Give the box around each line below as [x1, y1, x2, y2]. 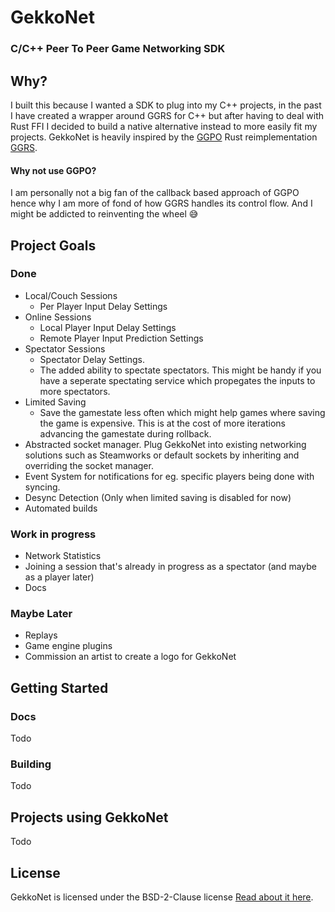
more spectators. [39, 385, 111, 397]
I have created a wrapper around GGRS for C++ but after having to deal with [10, 109, 325, 121]
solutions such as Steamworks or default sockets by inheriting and [24, 449, 300, 461]
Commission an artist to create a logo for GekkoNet [24, 651, 237, 663]
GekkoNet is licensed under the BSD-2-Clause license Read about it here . [10, 891, 314, 903]
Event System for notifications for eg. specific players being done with [24, 470, 315, 482]
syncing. [24, 481, 61, 493]
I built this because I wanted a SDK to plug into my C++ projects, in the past [10, 99, 322, 111]
